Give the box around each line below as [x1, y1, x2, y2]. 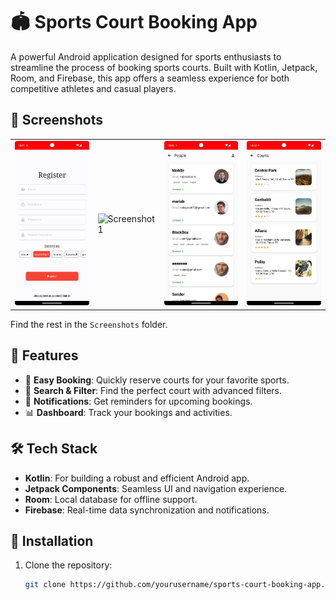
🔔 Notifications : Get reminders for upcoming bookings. [24, 395, 253, 407]
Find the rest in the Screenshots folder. [10, 318, 168, 330]
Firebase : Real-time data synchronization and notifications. [24, 504, 270, 516]
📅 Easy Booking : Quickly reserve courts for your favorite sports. [24, 374, 290, 386]
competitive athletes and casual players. [10, 82, 177, 94]
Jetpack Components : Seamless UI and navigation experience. [24, 482, 288, 494]
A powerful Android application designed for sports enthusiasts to [10, 50, 282, 63]
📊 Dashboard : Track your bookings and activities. [24, 406, 233, 418]
